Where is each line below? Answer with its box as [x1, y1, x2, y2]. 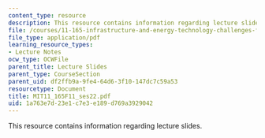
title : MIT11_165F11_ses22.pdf [8, 92, 111, 100]
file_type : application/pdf [8, 33, 101, 42]
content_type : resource [8, 11, 87, 20]
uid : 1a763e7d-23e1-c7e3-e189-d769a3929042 [8, 99, 154, 107]
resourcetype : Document [8, 84, 87, 93]
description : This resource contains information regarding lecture [8, 19, 238, 27]
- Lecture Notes [8, 48, 62, 56]
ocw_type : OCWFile [8, 56, 69, 64]
